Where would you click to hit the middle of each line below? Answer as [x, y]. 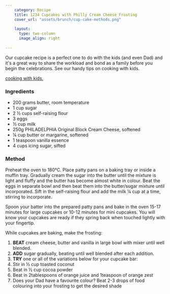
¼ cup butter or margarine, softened [50, 135]
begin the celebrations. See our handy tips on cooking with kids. [73, 68]
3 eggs [20, 119]
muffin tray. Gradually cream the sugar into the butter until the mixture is [81, 175]
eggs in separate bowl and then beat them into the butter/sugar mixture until [85, 186]
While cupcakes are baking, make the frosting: [54, 233]
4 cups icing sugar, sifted [39, 146]
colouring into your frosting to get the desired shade [67, 286]
